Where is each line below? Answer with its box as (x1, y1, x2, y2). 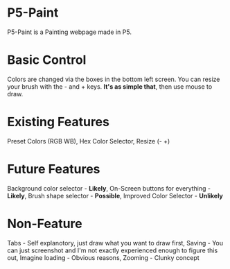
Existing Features (7, 114, 109, 130)
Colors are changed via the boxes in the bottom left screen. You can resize (7, 75, 220, 83)
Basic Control (7, 52, 87, 68)
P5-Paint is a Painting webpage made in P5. (7, 28, 132, 36)
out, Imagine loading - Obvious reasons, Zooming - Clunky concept (7, 253, 200, 261)
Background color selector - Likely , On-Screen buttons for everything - (7, 184, 211, 192)
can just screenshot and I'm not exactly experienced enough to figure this (7, 246, 218, 254)
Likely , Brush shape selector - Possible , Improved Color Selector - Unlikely (7, 191, 224, 200)
